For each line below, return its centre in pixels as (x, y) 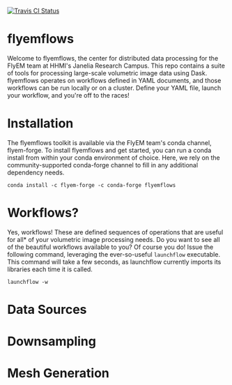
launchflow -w (28, 282)
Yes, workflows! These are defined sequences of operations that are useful (115, 232)
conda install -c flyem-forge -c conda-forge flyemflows (92, 185)
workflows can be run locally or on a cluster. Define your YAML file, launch (114, 88)
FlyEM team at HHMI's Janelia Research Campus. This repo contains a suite (116, 66)
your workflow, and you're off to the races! (69, 95)
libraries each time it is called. (50, 269)
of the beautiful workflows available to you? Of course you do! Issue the (110, 247)
